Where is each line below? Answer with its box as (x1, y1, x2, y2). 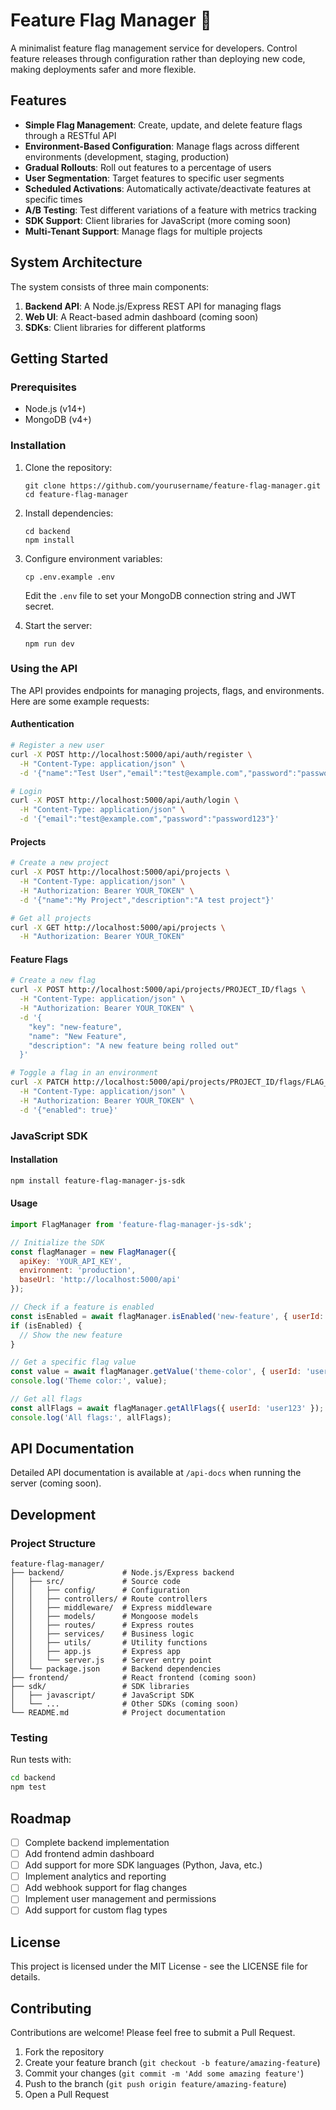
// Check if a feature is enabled (10, 1302, 155, 1313)
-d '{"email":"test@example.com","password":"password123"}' (19, 814, 280, 824)
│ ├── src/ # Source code (10, 1577, 182, 1587)
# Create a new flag (10, 975, 97, 986)
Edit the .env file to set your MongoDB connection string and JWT (24, 589, 297, 601)
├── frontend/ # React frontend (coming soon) (10, 1673, 257, 1683)
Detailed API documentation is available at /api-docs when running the (10, 1467, 302, 1479)
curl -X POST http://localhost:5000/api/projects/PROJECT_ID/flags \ (10, 985, 307, 995)
